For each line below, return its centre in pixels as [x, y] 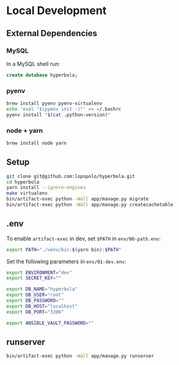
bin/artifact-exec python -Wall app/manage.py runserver [80, 356]
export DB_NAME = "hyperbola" [42, 289]
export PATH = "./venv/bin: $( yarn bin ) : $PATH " [64, 249]
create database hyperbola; [42, 75]
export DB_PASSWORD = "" [35, 301]
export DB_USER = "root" [35, 295]
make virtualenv [27, 193]
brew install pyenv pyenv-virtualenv [54, 104]
